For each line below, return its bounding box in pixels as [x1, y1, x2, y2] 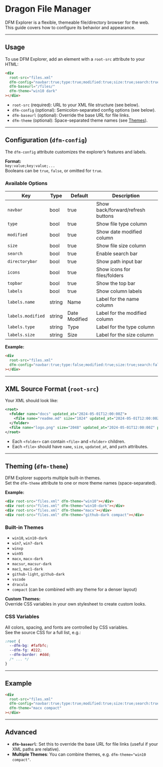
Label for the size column [96, 331, 154, 338]
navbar [7, 207, 23, 213]
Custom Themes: [5, 596, 41, 602]
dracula [12, 582, 28, 587]
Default [70, 193, 88, 199]
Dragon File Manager [5, 3, 91, 15]
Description [112, 193, 140, 199]
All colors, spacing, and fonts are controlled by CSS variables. [5, 624, 129, 630]
